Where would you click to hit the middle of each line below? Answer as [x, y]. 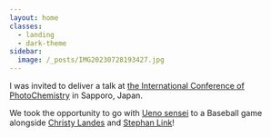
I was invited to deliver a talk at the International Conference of [127, 86]
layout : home [34, 18]
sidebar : [26, 52]
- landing [36, 34]
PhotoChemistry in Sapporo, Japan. [76, 95]
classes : [26, 26]
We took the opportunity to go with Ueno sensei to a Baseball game [136, 113]
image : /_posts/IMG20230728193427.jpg [91, 60]
